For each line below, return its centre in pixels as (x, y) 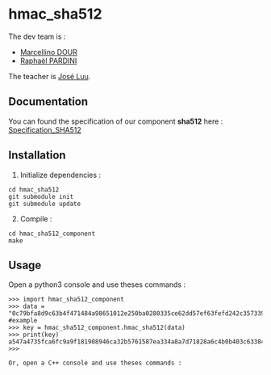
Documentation (48, 102)
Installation (37, 156)
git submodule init (41, 196)
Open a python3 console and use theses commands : (97, 284)
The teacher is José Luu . (50, 76)
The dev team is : (37, 36)
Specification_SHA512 (45, 129)
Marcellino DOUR (49, 52)
